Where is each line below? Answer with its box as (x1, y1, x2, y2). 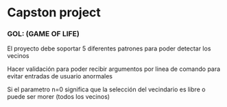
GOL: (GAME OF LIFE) (7, 29, 80, 39)
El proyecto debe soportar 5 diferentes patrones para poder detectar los (7, 44, 211, 52)
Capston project (7, 5, 101, 20)
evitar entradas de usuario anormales (7, 72, 113, 80)
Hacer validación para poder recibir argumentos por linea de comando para (7, 65, 221, 73)
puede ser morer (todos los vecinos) (7, 93, 110, 101)
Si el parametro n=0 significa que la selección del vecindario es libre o (7, 85, 206, 93)
